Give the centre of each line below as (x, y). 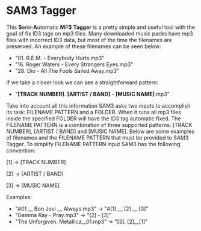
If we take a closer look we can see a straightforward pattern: (82, 82)
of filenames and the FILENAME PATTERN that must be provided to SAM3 (97, 137)
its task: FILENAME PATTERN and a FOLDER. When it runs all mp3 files (94, 112)
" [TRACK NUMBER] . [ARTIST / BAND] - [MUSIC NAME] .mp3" (92, 94)
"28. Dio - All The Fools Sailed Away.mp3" (67, 70)
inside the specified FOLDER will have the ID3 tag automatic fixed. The (94, 119)
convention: (21, 150)
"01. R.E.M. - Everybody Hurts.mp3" (60, 58)
